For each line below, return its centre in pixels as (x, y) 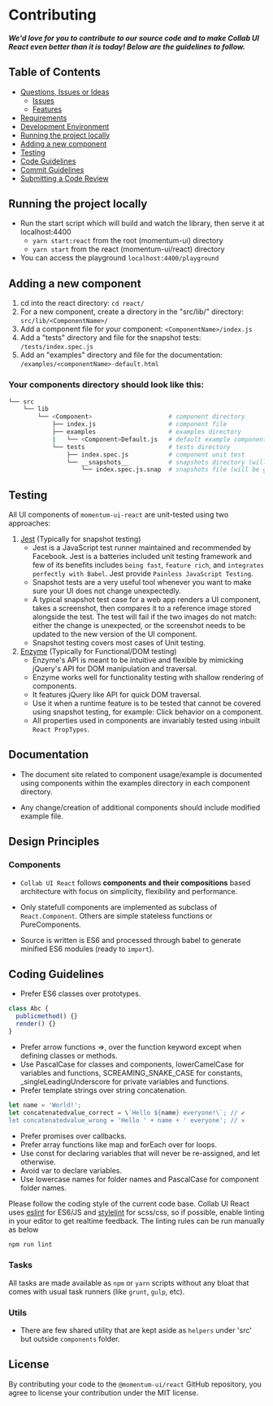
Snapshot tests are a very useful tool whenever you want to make (142, 583)
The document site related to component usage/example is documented (141, 774)
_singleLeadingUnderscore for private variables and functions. (125, 1081)
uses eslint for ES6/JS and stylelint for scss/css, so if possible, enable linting (136, 1212)
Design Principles (54, 842)
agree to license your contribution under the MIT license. (104, 1392)
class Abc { (28, 1009)
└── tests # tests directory (141, 447)
